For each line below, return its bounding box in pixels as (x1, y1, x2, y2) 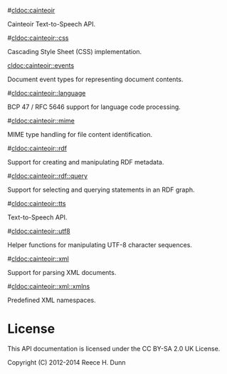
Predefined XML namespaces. (7, 296, 96, 304)
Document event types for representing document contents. (7, 75, 184, 83)
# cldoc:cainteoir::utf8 (7, 227, 71, 235)
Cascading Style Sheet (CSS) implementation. (7, 48, 142, 56)
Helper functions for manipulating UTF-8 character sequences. (7, 241, 192, 249)
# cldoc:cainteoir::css (7, 33, 69, 42)
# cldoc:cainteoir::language (7, 89, 86, 97)
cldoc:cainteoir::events (7, 61, 75, 70)
